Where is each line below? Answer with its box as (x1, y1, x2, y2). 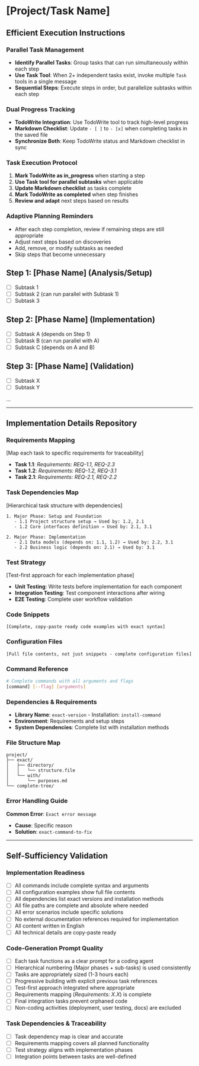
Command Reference (6, 665, 69, 673)
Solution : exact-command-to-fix (14, 828, 92, 835)
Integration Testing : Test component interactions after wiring (14, 589, 165, 596)
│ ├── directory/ (6, 763, 54, 769)
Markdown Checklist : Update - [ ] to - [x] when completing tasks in (14, 125, 188, 132)
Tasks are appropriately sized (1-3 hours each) (14, 971, 129, 978)
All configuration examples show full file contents (14, 889, 135, 896)
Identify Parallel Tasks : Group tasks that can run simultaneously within (14, 59, 188, 66)
